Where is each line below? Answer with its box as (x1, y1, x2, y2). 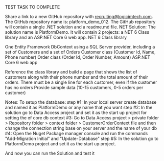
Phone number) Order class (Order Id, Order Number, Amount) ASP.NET (5, 54, 151, 60)
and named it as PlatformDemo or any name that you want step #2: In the (5, 105, 153, 110)
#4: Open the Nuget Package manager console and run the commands (5, 131, 148, 136)
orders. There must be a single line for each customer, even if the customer (5, 79, 158, 85)
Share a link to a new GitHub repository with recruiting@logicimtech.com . (5, 14, 153, 19)
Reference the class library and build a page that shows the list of (5, 69, 138, 75)
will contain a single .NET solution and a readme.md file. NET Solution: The (5, 24, 156, 30)
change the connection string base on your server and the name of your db (5, 125, 157, 131)
